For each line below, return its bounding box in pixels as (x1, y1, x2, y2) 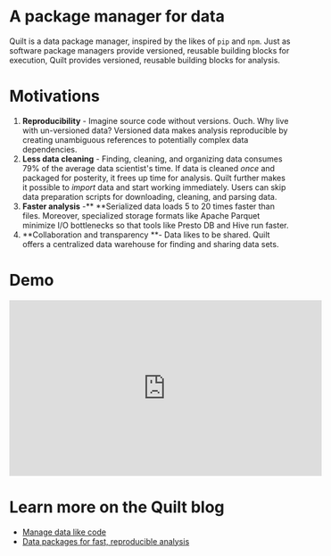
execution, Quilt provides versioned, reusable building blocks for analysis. (9, 54, 281, 65)
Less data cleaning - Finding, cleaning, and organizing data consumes (21, 154, 283, 164)
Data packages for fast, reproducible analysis (21, 535, 190, 546)
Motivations (9, 87, 100, 106)
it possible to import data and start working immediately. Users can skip (21, 181, 286, 193)
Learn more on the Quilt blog (9, 497, 225, 517)
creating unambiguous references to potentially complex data (21, 134, 249, 145)
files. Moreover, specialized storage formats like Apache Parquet (21, 210, 261, 220)
